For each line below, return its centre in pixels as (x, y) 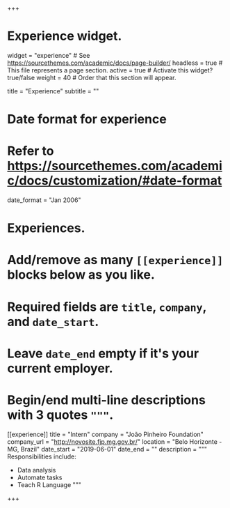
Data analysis (36, 470)
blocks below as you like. (81, 275)
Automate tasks (40, 477)
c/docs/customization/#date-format (115, 181)
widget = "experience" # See (49, 55)
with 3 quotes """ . (60, 415)
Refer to (31, 151)
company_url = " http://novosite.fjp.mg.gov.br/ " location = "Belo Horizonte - (115, 441)
